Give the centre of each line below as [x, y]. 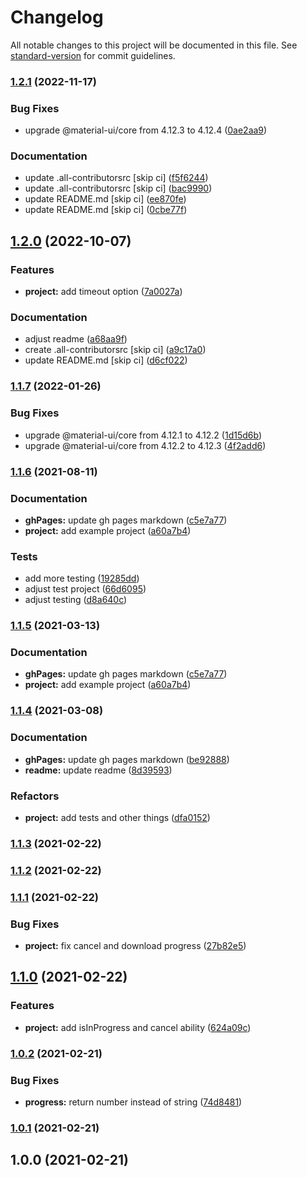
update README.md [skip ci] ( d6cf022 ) [106, 360]
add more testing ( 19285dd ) [82, 578]
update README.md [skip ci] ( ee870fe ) [105, 199]
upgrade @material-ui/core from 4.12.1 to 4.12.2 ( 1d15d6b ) [143, 435]
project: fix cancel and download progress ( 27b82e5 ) [135, 945]
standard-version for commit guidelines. [93, 55]
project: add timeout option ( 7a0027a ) [103, 292]
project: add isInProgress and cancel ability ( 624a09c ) [138, 1027]
